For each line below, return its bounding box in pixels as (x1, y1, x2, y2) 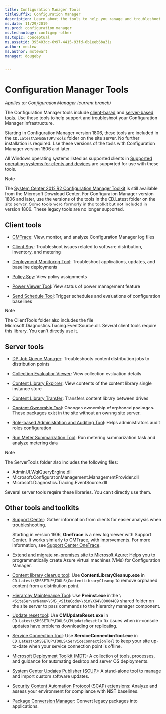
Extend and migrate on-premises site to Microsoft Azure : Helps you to (12, 552, 155, 558)
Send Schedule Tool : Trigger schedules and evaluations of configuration (12, 293, 160, 299)
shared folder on (120, 598, 154, 604)
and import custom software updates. (12, 673, 89, 679)
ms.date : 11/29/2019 (5, 21, 48, 26)
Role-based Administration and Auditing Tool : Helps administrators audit (12, 419, 160, 425)
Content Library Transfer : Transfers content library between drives (12, 395, 149, 401)
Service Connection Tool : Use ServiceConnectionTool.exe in (12, 632, 138, 638)
